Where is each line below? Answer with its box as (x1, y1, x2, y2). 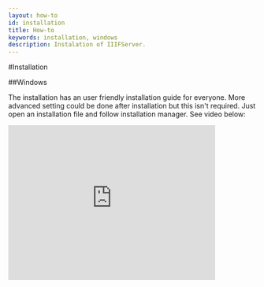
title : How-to (8, 26, 55, 34)
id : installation (8, 19, 65, 27)
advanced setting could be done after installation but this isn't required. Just (8, 101, 256, 111)
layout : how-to (8, 11, 58, 20)
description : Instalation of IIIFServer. (8, 41, 147, 49)
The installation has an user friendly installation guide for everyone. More (8, 93, 246, 102)
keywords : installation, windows (8, 33, 118, 42)
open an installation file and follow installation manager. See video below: (8, 109, 246, 119)
